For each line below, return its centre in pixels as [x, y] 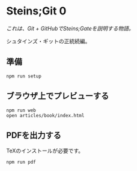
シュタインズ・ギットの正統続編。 [48, 41]
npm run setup [24, 76]
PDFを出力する [34, 135]
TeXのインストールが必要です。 [45, 151]
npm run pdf [21, 162]
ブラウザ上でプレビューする [58, 96]
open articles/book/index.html [45, 115]
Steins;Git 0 [36, 11]
